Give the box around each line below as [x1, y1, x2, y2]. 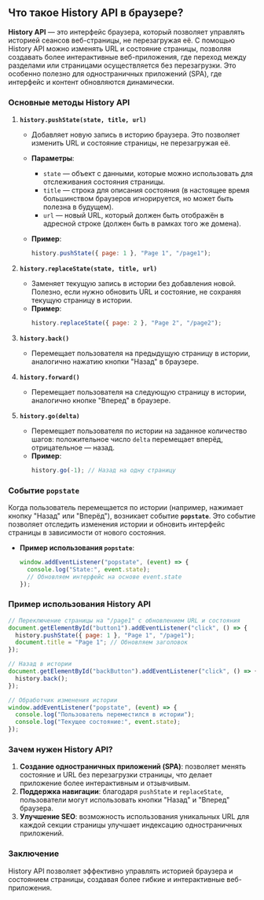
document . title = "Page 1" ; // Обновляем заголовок [15, 638, 189, 647]
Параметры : [31, 153, 75, 163]
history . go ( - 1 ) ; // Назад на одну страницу [31, 466, 177, 474]
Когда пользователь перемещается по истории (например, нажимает [8, 503, 244, 512]
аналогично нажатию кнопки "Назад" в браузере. [31, 357, 199, 366]
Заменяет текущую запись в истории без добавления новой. [31, 278, 236, 288]
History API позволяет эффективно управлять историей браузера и [8, 866, 233, 876]
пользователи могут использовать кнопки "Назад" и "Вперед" [19, 795, 230, 805]
